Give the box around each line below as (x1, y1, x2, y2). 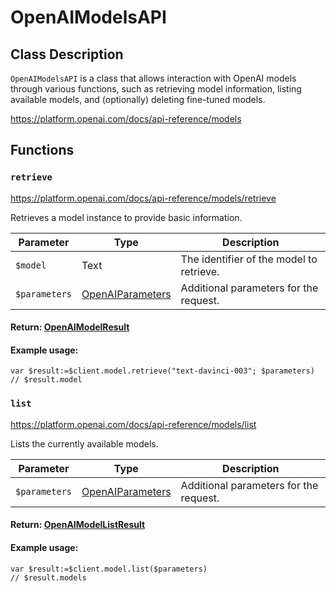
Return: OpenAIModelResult (10, 321, 130, 333)
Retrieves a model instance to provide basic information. (10, 211, 243, 223)
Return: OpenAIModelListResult (10, 519, 146, 531)
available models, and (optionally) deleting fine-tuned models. (10, 94, 266, 105)
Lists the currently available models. (10, 437, 159, 450)
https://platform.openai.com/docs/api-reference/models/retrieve (10, 192, 277, 204)
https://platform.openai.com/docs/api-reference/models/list (10, 418, 257, 430)
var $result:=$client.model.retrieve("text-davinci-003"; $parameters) (10, 366, 315, 376)
